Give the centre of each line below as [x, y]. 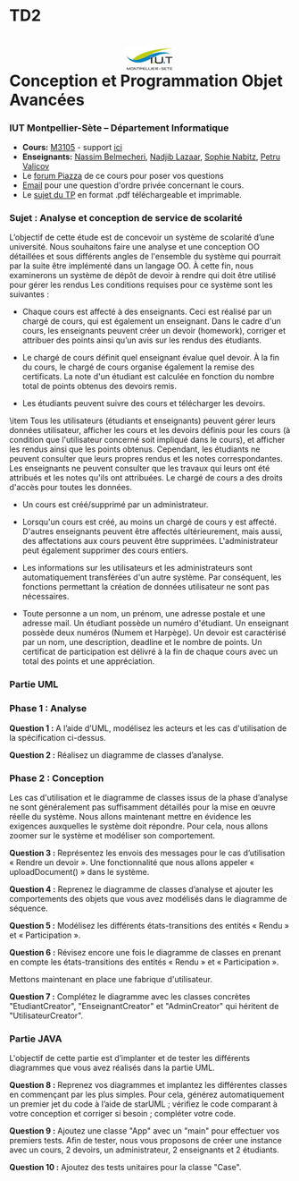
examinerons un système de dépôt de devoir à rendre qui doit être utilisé [143, 276]
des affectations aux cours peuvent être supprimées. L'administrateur [150, 541]
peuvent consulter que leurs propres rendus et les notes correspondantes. [146, 459]
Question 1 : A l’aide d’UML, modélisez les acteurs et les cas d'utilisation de [148, 728]
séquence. [29, 908]
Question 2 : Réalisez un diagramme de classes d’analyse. [117, 755]
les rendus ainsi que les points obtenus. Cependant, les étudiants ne [135, 449]
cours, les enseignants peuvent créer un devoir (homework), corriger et [154, 331]
